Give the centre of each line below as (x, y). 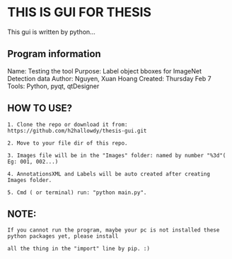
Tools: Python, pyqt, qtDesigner (53, 86)
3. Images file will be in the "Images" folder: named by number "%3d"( (117, 155)
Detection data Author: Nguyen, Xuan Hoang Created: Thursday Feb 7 (109, 78)
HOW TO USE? (40, 108)
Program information (54, 54)
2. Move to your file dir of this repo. (68, 143)
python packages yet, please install (63, 236)
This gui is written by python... (51, 32)
